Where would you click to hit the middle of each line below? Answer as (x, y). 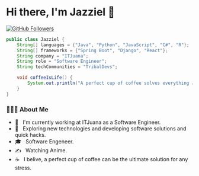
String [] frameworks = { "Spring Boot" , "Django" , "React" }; (92, 50)
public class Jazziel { (36, 39)
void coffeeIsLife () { (45, 78)
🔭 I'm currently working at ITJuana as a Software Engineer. (88, 122)
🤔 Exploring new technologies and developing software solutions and (100, 128)
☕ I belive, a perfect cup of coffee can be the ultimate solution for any (101, 159)
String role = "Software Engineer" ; (62, 62)
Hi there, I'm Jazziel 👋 (61, 12)
